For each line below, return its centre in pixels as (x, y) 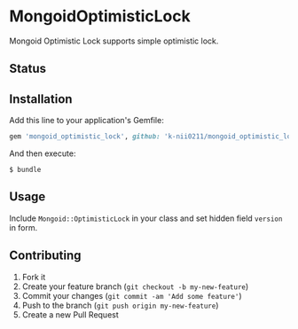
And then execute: (43, 153)
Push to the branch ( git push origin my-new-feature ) (120, 305)
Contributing (45, 256)
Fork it (34, 277)
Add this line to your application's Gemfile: (86, 121)
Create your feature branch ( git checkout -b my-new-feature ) (135, 286)
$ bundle (25, 170)
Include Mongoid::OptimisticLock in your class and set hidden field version (146, 218)
